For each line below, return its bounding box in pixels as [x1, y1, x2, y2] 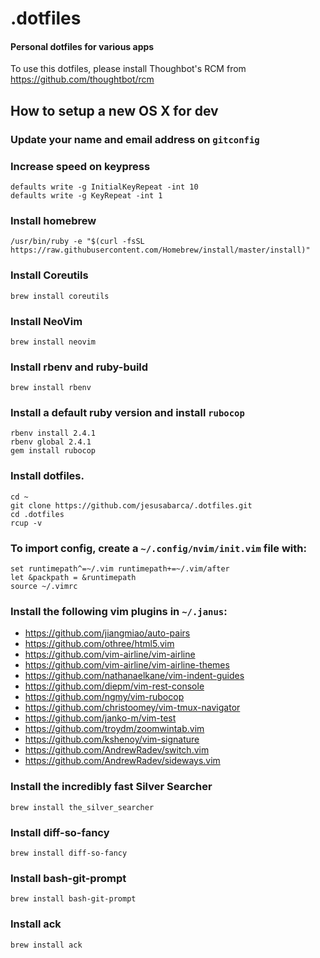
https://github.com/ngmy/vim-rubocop [24, 691, 185, 703]
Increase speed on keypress [10, 159, 151, 173]
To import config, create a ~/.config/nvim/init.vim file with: [10, 541, 307, 555]
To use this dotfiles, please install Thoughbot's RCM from [10, 63, 247, 75]
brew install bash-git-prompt [10, 894, 137, 904]
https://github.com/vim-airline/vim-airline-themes [24, 659, 230, 671]
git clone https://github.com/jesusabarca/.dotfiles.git [10, 500, 253, 511]
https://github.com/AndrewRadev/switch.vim [24, 744, 210, 756]
